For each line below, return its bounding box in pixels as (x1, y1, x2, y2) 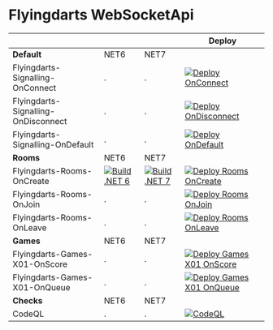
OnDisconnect (12, 115, 67, 126)
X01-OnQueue (12, 281, 71, 293)
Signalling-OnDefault (12, 139, 94, 150)
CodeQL (12, 308, 45, 319)
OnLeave (12, 221, 47, 233)
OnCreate (12, 175, 50, 186)
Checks (12, 294, 43, 306)
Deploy (208, 35, 237, 46)
